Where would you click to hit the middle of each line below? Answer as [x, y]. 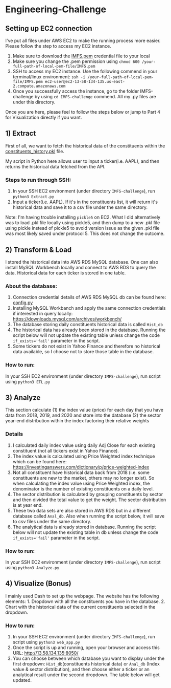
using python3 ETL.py [28, 381]
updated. [22, 680]
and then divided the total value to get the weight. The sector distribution [89, 500]
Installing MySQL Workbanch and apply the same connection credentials [89, 308]
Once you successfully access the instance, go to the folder [76, 91]
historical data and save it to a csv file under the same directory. [80, 207]
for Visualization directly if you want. [44, 117]
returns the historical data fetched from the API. [55, 166]
